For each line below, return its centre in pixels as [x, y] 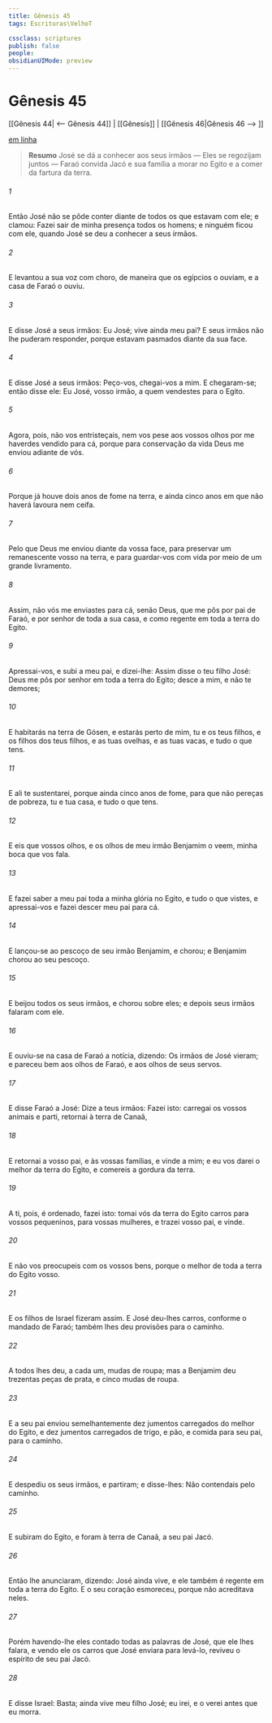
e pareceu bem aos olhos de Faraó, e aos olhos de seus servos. [115, 1065]
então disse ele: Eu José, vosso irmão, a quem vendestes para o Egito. [127, 391]
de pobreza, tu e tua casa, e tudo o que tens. [83, 802]
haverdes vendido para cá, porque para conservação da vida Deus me [126, 444]
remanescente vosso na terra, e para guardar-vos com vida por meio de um [135, 558]
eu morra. [25, 1712]
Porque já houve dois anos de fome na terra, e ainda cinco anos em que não [136, 496]
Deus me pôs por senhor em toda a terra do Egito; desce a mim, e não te [130, 680]
